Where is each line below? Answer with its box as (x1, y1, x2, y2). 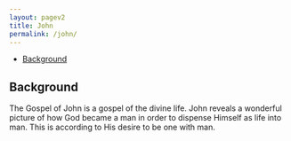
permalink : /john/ (9, 29, 77, 38)
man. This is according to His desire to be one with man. (9, 121, 216, 133)
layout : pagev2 (9, 12, 66, 22)
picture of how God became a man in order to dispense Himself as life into (9, 113, 282, 123)
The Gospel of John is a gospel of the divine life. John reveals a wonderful (9, 103, 282, 114)
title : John (9, 21, 53, 30)
